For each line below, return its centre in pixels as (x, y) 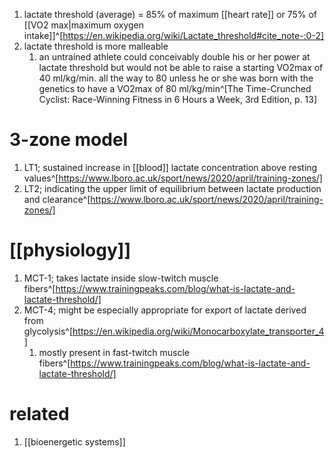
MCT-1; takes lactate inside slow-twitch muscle (121, 278)
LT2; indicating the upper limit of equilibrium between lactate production (172, 188)
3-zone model (69, 140)
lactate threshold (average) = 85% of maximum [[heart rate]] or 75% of (170, 14)
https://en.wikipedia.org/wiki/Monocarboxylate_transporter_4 (198, 331)
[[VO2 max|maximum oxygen (84, 25)
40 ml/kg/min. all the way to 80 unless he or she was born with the (176, 78)
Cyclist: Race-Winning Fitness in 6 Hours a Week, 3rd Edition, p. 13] (178, 99)
